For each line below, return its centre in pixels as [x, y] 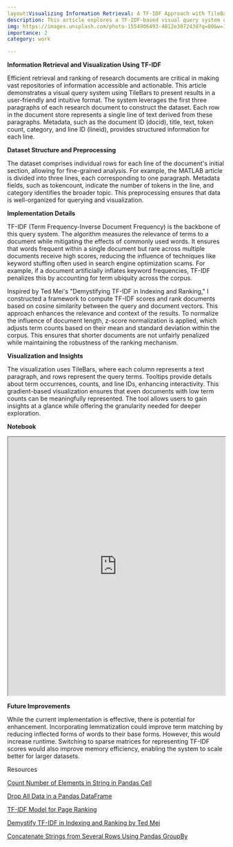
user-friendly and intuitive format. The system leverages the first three [107, 100]
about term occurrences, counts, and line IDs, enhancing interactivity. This [113, 384]
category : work [29, 39]
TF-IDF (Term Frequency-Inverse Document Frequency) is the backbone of [114, 227]
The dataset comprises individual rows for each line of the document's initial [115, 163]
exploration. [24, 414]
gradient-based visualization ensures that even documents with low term [111, 391]
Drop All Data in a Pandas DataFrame [60, 796]
